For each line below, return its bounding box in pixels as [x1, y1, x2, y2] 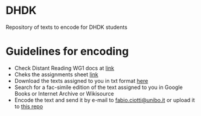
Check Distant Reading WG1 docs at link [14, 64, 115, 72]
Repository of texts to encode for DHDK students [5, 23, 128, 31]
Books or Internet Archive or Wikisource [14, 90, 114, 97]
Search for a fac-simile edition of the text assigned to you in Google [14, 84, 183, 91]
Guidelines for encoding [5, 44, 129, 58]
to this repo [14, 103, 43, 110]
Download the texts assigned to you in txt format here [14, 77, 148, 84]
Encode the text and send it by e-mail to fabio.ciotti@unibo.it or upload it [14, 96, 196, 103]
